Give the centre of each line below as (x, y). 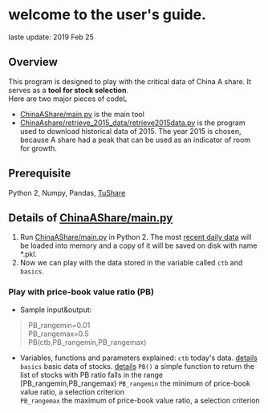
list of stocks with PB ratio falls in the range (91, 375)
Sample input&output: (56, 310)
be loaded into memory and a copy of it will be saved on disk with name (139, 245)
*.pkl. (28, 254)
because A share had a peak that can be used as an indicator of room (135, 140)
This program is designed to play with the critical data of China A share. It (130, 81)
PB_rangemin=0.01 (59, 325)
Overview (33, 62)
